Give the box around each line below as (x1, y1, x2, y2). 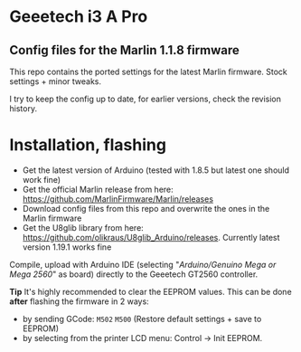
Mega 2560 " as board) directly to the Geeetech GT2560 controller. (9, 269, 259, 280)
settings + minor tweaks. (9, 76, 102, 87)
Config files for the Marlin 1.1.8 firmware (9, 43, 240, 58)
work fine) (22, 174, 61, 185)
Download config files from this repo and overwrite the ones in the (22, 203, 270, 214)
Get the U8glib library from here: (22, 222, 145, 233)
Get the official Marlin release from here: (22, 184, 174, 195)
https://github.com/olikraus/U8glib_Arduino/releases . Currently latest (22, 232, 280, 243)
